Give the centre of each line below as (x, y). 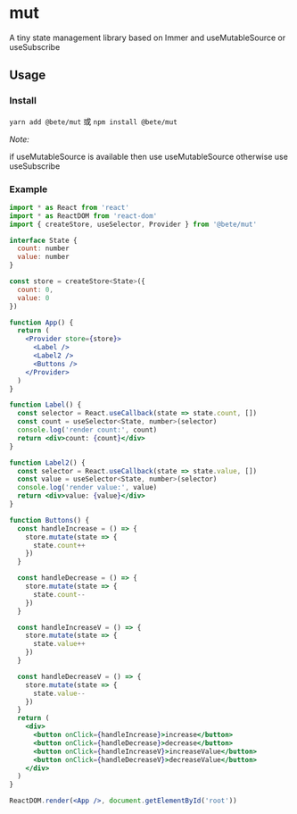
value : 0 (33, 298)
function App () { (41, 323)
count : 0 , (35, 290)
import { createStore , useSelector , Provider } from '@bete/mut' (133, 224)
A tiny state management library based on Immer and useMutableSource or (148, 38)
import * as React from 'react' (69, 207)
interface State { (43, 240)
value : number (43, 257)
